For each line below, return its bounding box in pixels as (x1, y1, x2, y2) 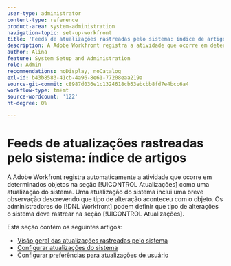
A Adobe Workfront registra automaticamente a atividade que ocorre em (7, 173, 212, 181)
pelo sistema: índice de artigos (7, 150, 187, 166)
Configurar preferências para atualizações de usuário (16, 251, 169, 259)
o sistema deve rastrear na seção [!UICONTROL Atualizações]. (7, 209, 184, 218)
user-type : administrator (7, 10, 81, 17)
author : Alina (7, 49, 48, 56)
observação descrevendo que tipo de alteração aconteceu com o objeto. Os (7, 194, 223, 203)
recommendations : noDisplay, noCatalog (7, 68, 122, 74)
